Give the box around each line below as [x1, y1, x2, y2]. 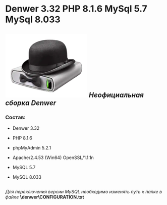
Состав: [5, 114, 26, 121]
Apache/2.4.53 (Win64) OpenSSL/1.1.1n [12, 155, 94, 161]
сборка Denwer [5, 98, 57, 107]
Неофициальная [88, 90, 144, 99]
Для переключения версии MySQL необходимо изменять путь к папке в [5, 189, 162, 195]
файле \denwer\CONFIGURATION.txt [5, 194, 84, 200]
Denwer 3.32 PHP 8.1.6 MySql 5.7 [5, 3, 147, 15]
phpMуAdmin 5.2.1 [12, 144, 51, 150]
